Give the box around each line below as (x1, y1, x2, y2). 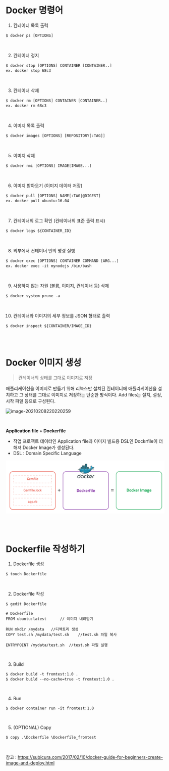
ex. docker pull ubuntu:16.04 (6, 198, 70, 203)
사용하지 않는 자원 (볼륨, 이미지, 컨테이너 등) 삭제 (13, 283, 109, 289)
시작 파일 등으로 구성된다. (6, 398, 56, 404)
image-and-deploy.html (6, 760, 55, 766)
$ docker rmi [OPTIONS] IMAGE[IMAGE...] (6, 163, 92, 168)
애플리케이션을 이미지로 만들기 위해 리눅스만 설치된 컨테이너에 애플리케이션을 (6, 385, 157, 391)
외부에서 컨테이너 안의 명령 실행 (13, 247, 75, 253)
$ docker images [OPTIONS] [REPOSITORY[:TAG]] (6, 133, 105, 138)
